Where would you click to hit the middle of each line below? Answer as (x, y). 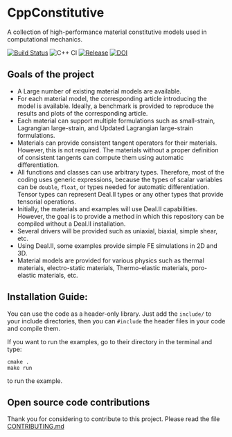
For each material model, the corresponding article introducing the (112, 98)
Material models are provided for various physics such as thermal (110, 260)
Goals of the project (51, 74)
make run (20, 368)
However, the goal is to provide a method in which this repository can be (121, 216)
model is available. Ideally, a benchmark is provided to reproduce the (116, 106)
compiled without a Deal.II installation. (71, 224)
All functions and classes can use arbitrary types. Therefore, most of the (121, 172)
